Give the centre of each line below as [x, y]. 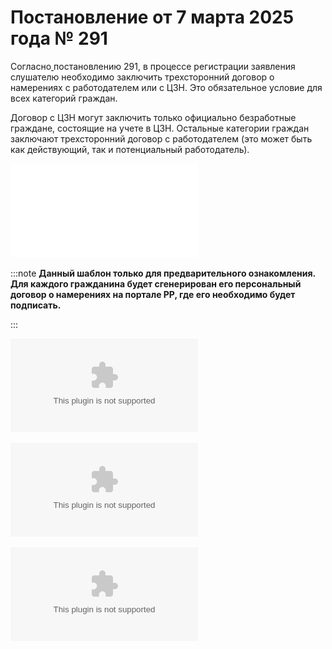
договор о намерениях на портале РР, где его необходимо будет [153, 294]
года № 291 [59, 38]
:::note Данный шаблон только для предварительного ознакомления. [163, 273]
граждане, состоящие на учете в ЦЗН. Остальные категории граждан [160, 128]
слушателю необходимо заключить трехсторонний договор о [142, 77]
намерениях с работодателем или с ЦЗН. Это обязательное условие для [166, 87]
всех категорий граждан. [64, 98]
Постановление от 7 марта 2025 [152, 17]
